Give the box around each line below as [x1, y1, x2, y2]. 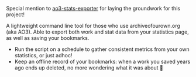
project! [6, 11, 25, 18]
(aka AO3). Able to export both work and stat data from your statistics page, [6, 28, 189, 35]
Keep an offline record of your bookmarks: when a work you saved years [14, 58, 191, 65]
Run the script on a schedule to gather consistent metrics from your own [14, 46, 190, 53]
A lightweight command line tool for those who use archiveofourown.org [6, 23, 180, 29]
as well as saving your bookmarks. [6, 35, 90, 41]
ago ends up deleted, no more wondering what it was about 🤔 [14, 64, 164, 71]
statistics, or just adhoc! [14, 52, 73, 58]
